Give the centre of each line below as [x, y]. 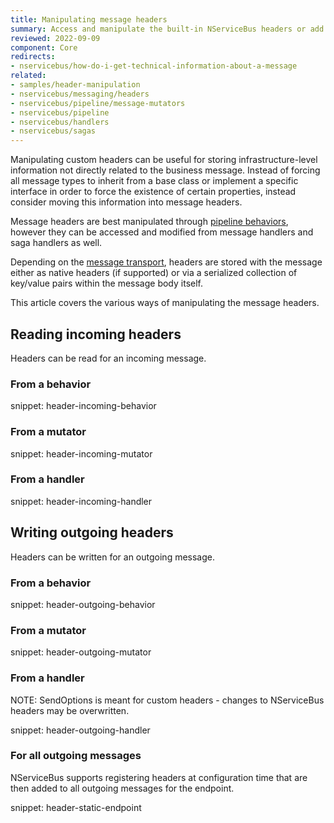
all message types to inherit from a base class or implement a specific [154, 181]
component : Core [44, 47]
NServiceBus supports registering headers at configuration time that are [159, 777]
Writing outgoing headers [92, 532]
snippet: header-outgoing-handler [80, 730]
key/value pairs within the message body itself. [106, 283]
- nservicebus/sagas [53, 131]
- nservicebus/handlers [60, 122]
